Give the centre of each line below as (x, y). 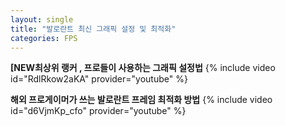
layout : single (42, 19)
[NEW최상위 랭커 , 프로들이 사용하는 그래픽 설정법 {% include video (143, 68)
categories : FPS (44, 38)
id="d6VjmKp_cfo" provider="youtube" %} (98, 111)
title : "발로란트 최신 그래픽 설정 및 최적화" (93, 29)
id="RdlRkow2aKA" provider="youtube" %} (99, 79)
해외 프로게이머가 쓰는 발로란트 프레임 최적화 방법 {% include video (141, 100)
